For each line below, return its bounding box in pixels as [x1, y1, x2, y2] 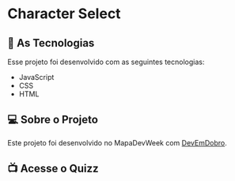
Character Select [7, 5, 121, 23]
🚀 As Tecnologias [7, 36, 95, 50]
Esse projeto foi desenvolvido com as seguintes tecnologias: [7, 57, 205, 66]
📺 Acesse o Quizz [7, 162, 100, 175]
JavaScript [18, 73, 55, 81]
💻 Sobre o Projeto [7, 113, 98, 126]
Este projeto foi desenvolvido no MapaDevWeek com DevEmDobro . [7, 138, 227, 147]
